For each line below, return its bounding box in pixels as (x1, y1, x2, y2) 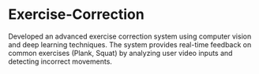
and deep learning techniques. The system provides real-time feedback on (8, 39, 252, 49)
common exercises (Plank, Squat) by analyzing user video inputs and (8, 48, 233, 57)
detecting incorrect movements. (8, 57, 113, 66)
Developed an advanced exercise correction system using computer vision (8, 31, 252, 41)
